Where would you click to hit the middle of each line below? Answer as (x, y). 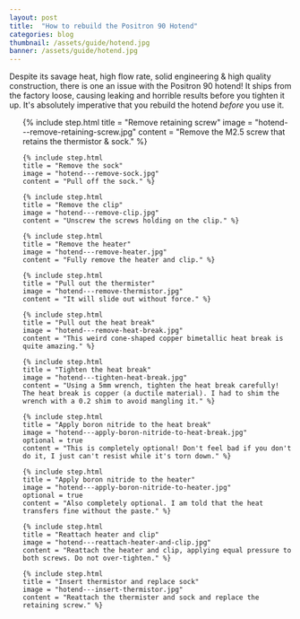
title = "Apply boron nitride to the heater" (108, 480)
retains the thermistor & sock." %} (85, 142)
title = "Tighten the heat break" (86, 370)
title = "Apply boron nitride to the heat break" (117, 425)
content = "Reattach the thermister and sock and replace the (141, 597)
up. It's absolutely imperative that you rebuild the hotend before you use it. (147, 105)
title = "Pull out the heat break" (89, 323)
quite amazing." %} (59, 346)
